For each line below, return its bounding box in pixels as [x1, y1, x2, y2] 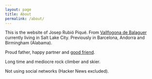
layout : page [5, 7, 32, 12]
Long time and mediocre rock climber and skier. [5, 59, 101, 65]
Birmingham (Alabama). [5, 40, 52, 46]
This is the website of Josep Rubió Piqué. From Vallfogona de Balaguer [5, 30, 147, 36]
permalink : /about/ [5, 16, 45, 21]
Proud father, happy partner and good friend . [5, 49, 96, 55]
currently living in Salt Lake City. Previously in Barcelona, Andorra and [5, 35, 145, 40]
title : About [5, 12, 32, 17]
